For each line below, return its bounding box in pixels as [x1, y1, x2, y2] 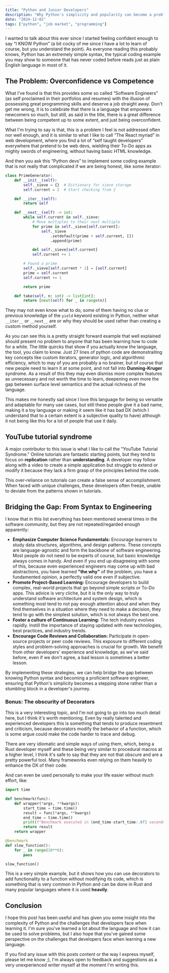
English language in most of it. [5, 62, 68, 68]
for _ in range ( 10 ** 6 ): [14, 847, 64, 853]
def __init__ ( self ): [14, 178, 57, 183]
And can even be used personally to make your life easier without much [5, 772, 154, 778]
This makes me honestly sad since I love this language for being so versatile [5, 397, 163, 403]
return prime [23, 284, 51, 289]
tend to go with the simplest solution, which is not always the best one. [12, 611, 159, 617]
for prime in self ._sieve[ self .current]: [32, 224, 121, 229]
